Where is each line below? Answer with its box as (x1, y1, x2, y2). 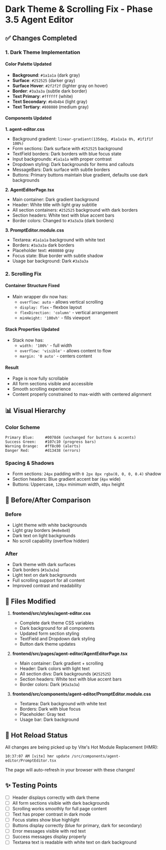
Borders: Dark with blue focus (19, 706, 81, 712)
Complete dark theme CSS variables (19, 620, 94, 626)
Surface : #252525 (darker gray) (12, 77, 75, 83)
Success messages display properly (12, 834, 87, 840)
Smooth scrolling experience (12, 386, 71, 392)
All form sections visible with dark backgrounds (12, 800, 110, 806)
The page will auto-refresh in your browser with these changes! (5, 767, 135, 773)
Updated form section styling (19, 630, 79, 637)
